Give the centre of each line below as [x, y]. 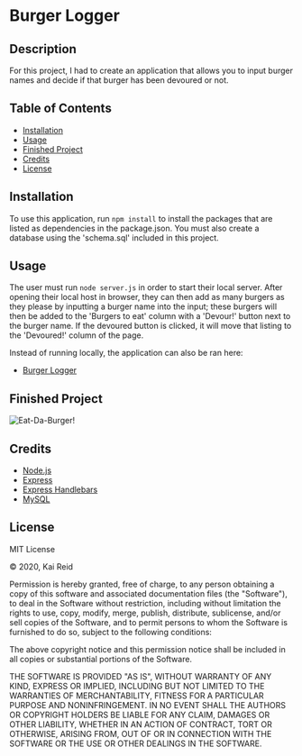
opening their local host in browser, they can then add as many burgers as [147, 297]
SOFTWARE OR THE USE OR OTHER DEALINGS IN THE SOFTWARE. [136, 743]
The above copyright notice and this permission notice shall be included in [147, 649]
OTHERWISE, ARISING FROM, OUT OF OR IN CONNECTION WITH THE [141, 733]
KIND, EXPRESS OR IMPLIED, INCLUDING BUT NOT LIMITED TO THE [137, 686]
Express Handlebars [60, 490]
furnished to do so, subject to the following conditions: [110, 632]
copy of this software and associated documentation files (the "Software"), [149, 593]
